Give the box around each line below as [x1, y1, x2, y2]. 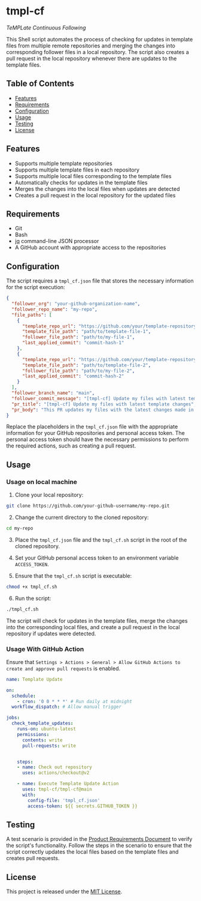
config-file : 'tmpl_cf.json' [28, 797, 100, 803]
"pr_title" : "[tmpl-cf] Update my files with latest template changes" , [11, 401, 197, 407]
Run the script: [14, 594, 51, 602]
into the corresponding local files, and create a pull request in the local [6, 623, 181, 630]
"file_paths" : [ [11, 312, 52, 318]
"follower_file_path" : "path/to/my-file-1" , [22, 334, 135, 340]
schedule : [11, 693, 36, 699]
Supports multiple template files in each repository [14, 166, 139, 173]
